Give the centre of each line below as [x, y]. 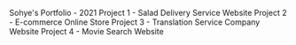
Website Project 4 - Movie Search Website [86, 31]
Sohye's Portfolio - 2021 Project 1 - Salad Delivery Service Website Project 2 [148, 13]
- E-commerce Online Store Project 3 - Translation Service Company [135, 22]
